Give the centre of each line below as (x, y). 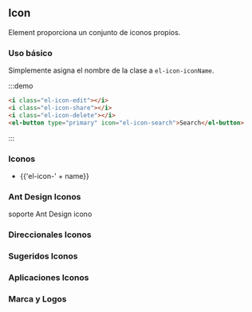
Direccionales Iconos (50, 235)
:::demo (21, 86)
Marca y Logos (37, 298)
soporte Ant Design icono (50, 214)
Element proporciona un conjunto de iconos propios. (94, 32)
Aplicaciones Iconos (49, 277)
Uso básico (31, 53)
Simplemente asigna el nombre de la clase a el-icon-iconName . (111, 70)
